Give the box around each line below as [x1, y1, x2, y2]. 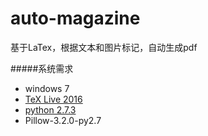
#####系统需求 [10, 62, 74, 74]
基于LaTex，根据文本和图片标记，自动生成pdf [10, 41, 198, 53]
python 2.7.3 [24, 103, 77, 116]
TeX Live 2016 [24, 93, 83, 105]
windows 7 [24, 82, 70, 94]
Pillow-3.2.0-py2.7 [24, 114, 102, 126]
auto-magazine [10, 7, 141, 30]
